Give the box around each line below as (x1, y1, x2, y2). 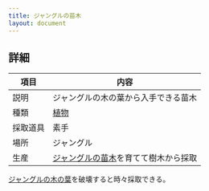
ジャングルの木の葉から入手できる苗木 (52, 92, 197, 104)
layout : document (8, 19, 67, 27)
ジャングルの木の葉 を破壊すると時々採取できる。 (8, 174, 170, 185)
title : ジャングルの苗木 (8, 11, 82, 20)
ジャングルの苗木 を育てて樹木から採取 (52, 152, 198, 164)
